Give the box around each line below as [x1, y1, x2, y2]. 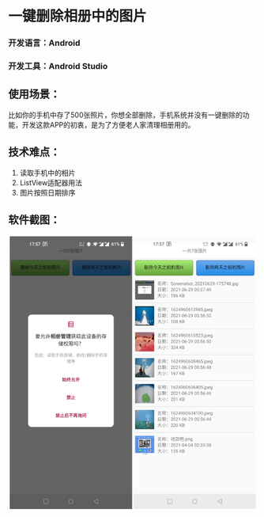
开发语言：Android [8, 37, 81, 48]
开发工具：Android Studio [8, 61, 108, 72]
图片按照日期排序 [19, 188, 76, 197]
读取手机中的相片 [19, 168, 76, 177]
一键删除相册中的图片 [8, 7, 148, 25]
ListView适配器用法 [19, 177, 83, 187]
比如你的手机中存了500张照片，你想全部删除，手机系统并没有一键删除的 [8, 110, 243, 120]
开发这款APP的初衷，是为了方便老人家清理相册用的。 [21, 120, 195, 129]
